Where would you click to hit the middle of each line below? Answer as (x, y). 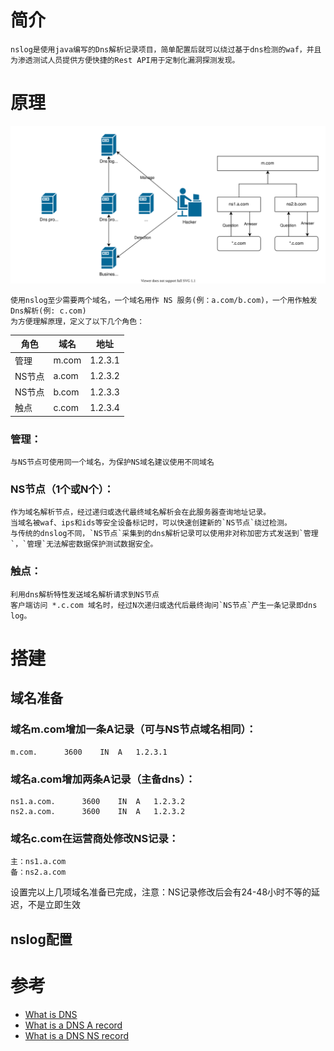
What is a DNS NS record (77, 1035)
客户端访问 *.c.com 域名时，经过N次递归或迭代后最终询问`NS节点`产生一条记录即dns (164, 605)
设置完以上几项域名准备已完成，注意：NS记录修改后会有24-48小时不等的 (161, 892)
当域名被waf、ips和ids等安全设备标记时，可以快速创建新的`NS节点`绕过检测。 (151, 523)
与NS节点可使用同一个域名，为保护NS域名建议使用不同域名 (112, 462)
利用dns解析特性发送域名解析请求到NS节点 (85, 594)
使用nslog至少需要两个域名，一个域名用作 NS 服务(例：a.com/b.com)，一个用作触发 (164, 300)
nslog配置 (41, 939)
